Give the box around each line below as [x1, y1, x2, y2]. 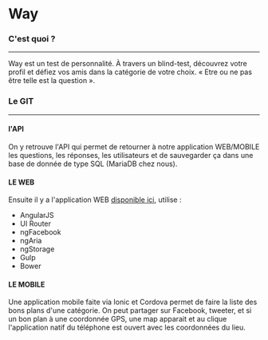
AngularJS [19, 211, 54, 220]
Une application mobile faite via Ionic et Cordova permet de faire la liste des [8, 297, 258, 307]
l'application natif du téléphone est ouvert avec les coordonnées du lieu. [8, 322, 246, 332]
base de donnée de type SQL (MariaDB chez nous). [8, 159, 178, 168]
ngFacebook [19, 227, 61, 237]
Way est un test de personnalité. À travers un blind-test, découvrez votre [8, 59, 247, 69]
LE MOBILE [8, 279, 45, 289]
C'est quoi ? [8, 34, 56, 45]
